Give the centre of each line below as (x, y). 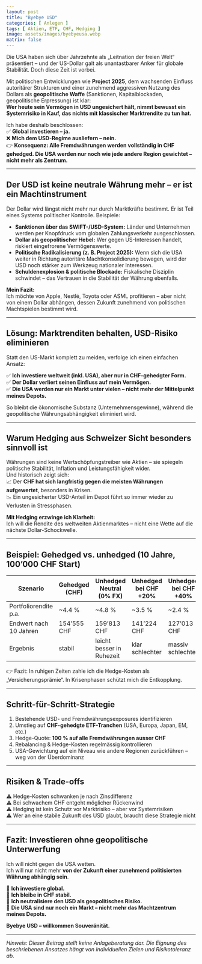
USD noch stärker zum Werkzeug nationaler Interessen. (84, 265)
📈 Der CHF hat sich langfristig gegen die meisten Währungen (85, 481)
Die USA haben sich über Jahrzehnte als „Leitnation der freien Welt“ (90, 57)
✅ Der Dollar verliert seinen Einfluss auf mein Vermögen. (79, 382)
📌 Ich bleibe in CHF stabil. (39, 895)
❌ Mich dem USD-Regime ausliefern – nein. (61, 138)
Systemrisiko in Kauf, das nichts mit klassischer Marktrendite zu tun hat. (99, 113)
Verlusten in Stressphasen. (40, 505)
